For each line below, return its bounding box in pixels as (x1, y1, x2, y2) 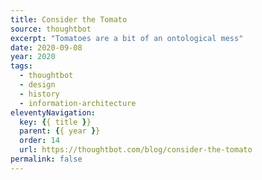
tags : (10, 61, 33, 71)
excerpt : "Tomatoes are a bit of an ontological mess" (10, 33, 244, 43)
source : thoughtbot (10, 24, 92, 34)
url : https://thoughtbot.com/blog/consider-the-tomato (19, 145, 253, 155)
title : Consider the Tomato (10, 14, 128, 25)
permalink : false (10, 154, 83, 164)
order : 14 (19, 136, 60, 146)
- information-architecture (19, 98, 137, 108)
